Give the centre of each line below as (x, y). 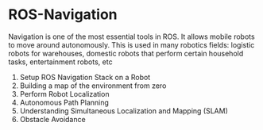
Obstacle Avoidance (52, 119)
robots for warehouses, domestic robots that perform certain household (126, 53)
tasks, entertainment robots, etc (60, 62)
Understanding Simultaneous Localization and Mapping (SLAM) (124, 111)
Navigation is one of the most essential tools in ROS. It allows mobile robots (132, 36)
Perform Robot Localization (64, 94)
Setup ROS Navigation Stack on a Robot (85, 77)
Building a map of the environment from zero (93, 86)
